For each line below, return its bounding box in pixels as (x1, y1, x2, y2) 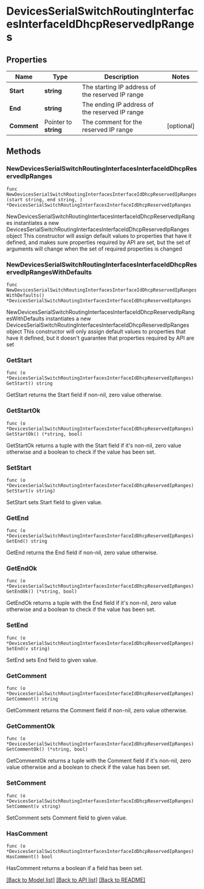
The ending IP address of (81, 101, 154, 109)
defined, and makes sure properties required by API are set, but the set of (6, 238, 191, 246)
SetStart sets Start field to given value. (6, 498, 103, 505)
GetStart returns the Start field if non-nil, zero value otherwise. (6, 391, 163, 399)
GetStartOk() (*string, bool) (6, 431, 83, 437)
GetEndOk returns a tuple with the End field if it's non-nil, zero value (6, 599, 177, 607)
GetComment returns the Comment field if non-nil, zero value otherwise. (6, 707, 188, 714)
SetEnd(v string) (6, 645, 50, 652)
